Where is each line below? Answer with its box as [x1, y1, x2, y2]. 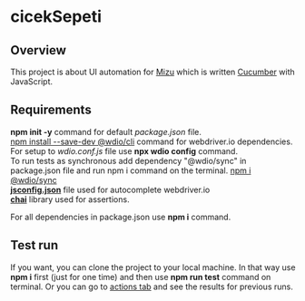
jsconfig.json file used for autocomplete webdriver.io [10, 184, 211, 195]
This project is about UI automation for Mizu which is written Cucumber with [10, 66, 296, 77]
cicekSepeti [10, 6, 103, 27]
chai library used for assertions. [10, 193, 130, 205]
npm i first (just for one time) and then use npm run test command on [10, 271, 271, 282]
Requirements [10, 102, 92, 118]
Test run [10, 238, 59, 253]
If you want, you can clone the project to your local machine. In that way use [10, 261, 296, 273]
